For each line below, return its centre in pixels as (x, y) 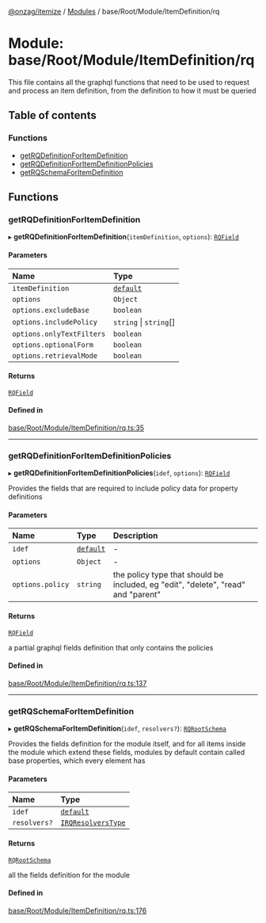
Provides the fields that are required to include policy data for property (123, 488)
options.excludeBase (51, 310)
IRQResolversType (93, 823)
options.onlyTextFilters (59, 334)
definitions (25, 497)
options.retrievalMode (55, 355)
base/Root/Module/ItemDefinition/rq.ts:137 (78, 683)
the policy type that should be (168, 575)
